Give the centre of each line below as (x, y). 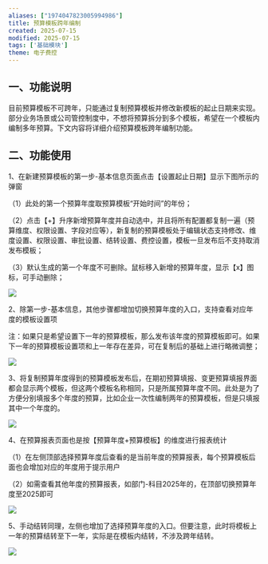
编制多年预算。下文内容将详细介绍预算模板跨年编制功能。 (102, 128)
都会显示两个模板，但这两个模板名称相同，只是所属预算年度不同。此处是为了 (134, 387)
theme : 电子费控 (33, 53)
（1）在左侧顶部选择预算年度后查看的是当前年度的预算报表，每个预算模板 (128, 457)
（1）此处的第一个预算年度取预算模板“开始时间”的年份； (100, 203)
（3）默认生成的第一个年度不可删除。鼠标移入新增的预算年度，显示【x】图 (131, 267)
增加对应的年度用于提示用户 (75, 467)
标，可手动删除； (36, 277)
